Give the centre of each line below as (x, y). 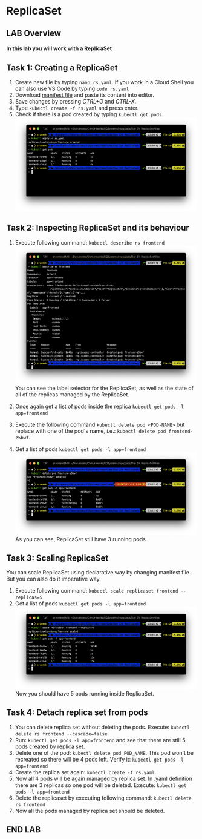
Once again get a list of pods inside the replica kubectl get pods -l (99, 406)
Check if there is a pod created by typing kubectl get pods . (89, 114)
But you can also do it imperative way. (54, 579)
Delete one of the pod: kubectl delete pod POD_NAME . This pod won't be (104, 752)
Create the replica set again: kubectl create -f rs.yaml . (86, 772)
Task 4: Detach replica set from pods (77, 713)
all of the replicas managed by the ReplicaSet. (72, 395)
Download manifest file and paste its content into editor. (84, 95)
